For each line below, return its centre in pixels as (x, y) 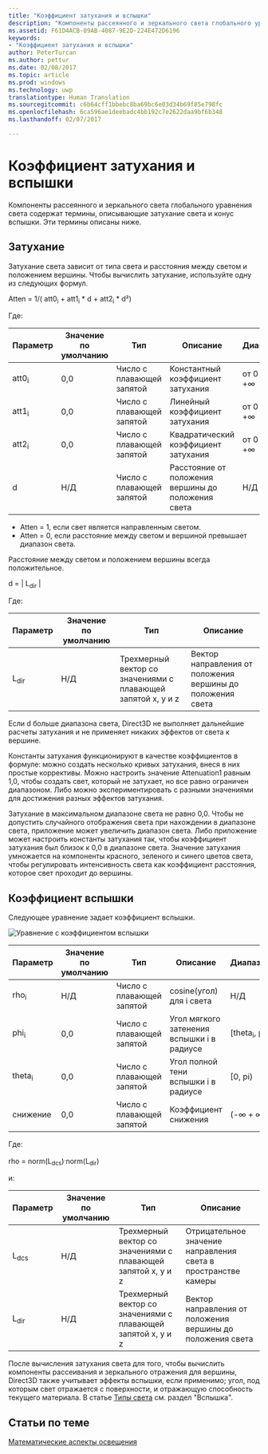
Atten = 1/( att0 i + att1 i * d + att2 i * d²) (70, 299)
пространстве (213, 1271)
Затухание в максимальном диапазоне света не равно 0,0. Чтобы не (126, 814)
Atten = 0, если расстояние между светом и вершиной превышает (133, 536)
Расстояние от (198, 467)
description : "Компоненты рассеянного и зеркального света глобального (130, 23)
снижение (32, 1115)
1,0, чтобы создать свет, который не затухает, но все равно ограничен (128, 782)
